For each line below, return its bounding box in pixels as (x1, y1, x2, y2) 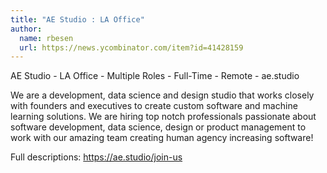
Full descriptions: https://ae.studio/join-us (10, 151, 183, 163)
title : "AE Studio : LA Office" (10, 14, 145, 25)
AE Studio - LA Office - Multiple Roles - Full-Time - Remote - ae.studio (10, 70, 300, 82)
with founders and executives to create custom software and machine (10, 100, 298, 112)
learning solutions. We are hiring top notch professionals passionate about (10, 111, 317, 123)
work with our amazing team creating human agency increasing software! (10, 132, 314, 144)
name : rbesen (19, 33, 74, 43)
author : (10, 24, 43, 34)
